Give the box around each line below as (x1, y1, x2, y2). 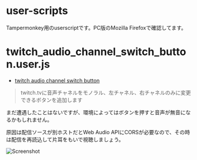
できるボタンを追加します (20, 96, 83, 103)
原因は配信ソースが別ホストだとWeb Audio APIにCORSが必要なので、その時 (6, 128, 191, 135)
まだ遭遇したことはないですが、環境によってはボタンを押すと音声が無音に (6, 108, 186, 115)
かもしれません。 (11, 116, 53, 123)
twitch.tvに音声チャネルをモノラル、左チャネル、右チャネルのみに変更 (20, 89, 191, 96)
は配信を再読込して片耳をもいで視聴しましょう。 (6, 136, 125, 143)
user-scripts (6, 4, 68, 18)
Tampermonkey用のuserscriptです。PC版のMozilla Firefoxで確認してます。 (6, 24, 186, 31)
